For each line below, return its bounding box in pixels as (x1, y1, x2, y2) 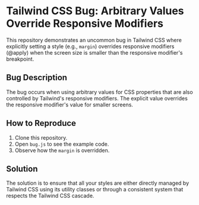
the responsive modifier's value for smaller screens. (6, 101, 134, 108)
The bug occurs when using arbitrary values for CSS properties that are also (6, 88, 193, 96)
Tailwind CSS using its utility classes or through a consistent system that (6, 186, 184, 193)
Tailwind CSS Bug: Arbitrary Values (6, 4, 184, 18)
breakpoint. (6, 55, 34, 62)
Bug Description (6, 72, 67, 83)
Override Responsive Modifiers (6, 17, 163, 30)
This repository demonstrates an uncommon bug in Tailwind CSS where (6, 36, 182, 43)
